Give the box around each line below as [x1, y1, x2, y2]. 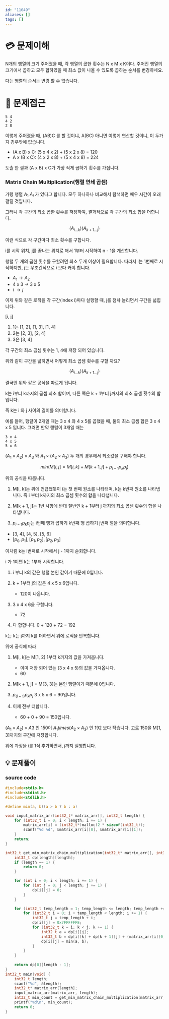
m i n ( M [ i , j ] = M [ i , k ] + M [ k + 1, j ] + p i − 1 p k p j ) [40, 463, 129, 471]
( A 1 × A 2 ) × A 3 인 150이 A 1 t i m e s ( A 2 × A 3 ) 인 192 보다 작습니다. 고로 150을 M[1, [5, 725, 162, 732]
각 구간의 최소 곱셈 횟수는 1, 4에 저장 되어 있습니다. [5, 347, 105, 353]
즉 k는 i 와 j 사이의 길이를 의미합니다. [5, 407, 77, 413]
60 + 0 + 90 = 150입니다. [20, 714, 71, 720]
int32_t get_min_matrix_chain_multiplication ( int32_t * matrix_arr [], [5, 850, 154, 855]
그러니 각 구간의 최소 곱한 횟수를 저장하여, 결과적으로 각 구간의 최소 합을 [5, 209, 146, 215]
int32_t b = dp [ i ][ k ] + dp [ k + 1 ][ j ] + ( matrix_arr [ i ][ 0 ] [41, 934, 165, 939]
